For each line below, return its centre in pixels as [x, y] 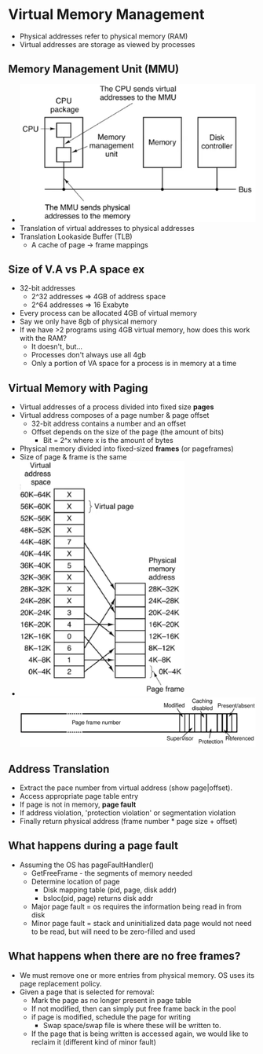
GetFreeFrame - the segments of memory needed [112, 873]
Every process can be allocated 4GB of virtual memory [108, 313]
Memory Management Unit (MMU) [93, 70]
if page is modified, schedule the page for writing [111, 1017]
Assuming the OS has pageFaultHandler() [87, 865]
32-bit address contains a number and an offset [109, 424]
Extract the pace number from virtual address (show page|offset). [126, 788]
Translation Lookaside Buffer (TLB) [76, 236]
